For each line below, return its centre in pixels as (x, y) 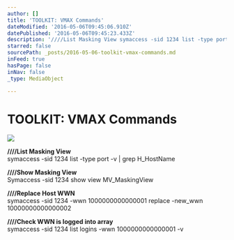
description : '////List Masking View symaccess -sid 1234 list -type (110, 40)
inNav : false (26, 72)
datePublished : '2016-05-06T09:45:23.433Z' (71, 33)
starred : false (29, 46)
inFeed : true (26, 59)
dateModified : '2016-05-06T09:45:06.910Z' (70, 27)
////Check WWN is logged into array (60, 222)
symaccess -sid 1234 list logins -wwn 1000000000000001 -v (95, 229)
